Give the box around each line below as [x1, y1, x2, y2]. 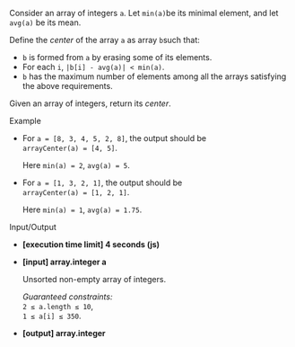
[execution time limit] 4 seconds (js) [22, 239, 160, 250]
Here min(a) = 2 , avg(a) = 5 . [22, 160, 130, 170]
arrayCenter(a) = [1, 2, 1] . [22, 187, 130, 197]
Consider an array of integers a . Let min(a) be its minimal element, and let [9, 8, 279, 18]
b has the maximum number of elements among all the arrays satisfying [22, 71, 287, 82]
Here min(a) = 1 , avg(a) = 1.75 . [22, 204, 143, 215]
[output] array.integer [22, 328, 106, 338]
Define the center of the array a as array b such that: [9, 35, 200, 45]
